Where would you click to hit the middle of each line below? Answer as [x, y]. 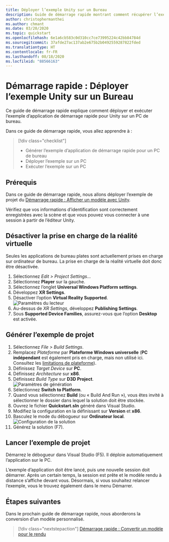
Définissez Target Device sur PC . [47, 368]
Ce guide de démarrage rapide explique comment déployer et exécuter [79, 111]
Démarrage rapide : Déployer [67, 86]
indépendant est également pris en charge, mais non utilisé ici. [78, 358]
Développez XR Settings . [39, 292]
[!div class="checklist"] [42, 141]
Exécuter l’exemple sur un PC [56, 167]
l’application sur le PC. [29, 460]
